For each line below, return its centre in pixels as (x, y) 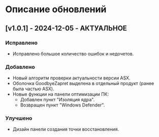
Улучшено (19, 118)
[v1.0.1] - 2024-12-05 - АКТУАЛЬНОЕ (66, 28)
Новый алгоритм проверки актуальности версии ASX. (71, 78)
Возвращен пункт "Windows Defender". (62, 105)
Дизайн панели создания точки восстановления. (66, 129)
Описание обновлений (56, 9)
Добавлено (20, 67)
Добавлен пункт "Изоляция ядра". (57, 100)
